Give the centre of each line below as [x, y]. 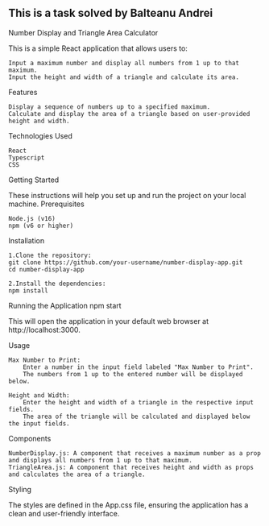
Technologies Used [40, 135]
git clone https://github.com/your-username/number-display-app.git [126, 262]
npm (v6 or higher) [41, 226]
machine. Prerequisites [46, 204]
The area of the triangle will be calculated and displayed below [137, 416]
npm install [28, 290]
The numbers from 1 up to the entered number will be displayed [133, 374]
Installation [27, 240]
